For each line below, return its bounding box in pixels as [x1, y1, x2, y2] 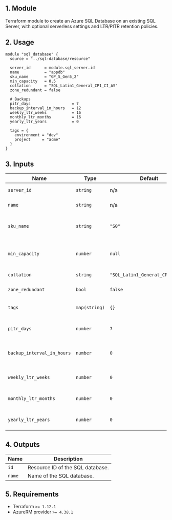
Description [53, 455, 83, 463]
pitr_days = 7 [10, 101, 79, 106]
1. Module [5, 4, 37, 13]
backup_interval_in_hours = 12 [10, 105, 81, 111]
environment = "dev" [14, 132, 58, 137]
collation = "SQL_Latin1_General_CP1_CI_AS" [10, 83, 118, 88]
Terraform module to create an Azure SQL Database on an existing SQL [5, 17, 156, 24]
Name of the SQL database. [27, 472, 94, 479]
